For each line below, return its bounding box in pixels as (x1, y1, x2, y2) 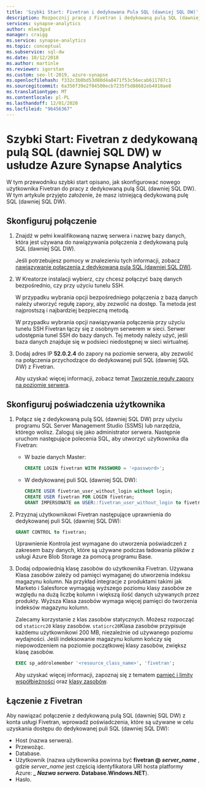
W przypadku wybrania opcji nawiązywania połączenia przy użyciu (15, 319, 185, 326)
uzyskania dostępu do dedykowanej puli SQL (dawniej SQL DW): (6, 725, 170, 732)
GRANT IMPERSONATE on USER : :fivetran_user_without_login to (24, 499, 181, 506)
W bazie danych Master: (24, 453, 86, 461)
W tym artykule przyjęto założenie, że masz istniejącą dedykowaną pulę (6, 191, 189, 199)
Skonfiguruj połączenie (6, 216, 97, 226)
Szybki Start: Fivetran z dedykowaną (6, 132, 198, 146)
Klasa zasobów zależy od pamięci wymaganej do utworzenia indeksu (15, 571, 191, 579)
